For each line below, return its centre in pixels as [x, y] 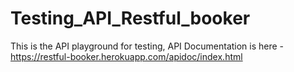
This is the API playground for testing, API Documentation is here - [147, 46]
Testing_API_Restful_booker [130, 18]
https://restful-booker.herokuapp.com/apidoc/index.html [126, 56]
